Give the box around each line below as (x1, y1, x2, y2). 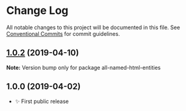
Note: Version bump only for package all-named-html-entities (6, 64, 161, 71)
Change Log (6, 4, 68, 18)
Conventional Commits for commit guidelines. (6, 30, 120, 37)
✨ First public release (15, 98, 69, 105)
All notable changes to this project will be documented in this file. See (6, 24, 181, 31)
